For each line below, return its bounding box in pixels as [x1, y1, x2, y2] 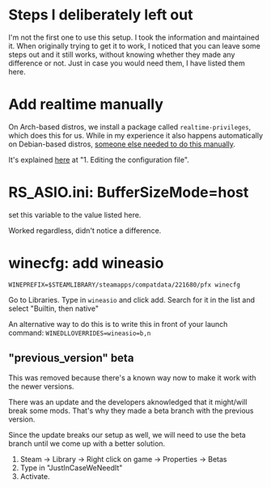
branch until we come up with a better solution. [8, 439, 166, 448]
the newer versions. [8, 381, 74, 391]
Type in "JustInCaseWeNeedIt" [19, 463, 123, 473]
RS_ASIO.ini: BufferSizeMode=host [8, 184, 249, 202]
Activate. [19, 471, 50, 481]
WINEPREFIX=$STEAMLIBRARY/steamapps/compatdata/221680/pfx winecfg [8, 281, 241, 289]
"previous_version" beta [8, 351, 134, 365]
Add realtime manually [8, 95, 164, 114]
